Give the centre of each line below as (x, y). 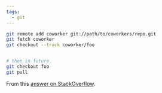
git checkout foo (28, 67)
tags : (13, 12)
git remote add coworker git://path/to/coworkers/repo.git (81, 34)
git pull (17, 72)
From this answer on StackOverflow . (51, 83)
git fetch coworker (30, 40)
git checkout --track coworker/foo (51, 45)
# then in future (28, 61)
